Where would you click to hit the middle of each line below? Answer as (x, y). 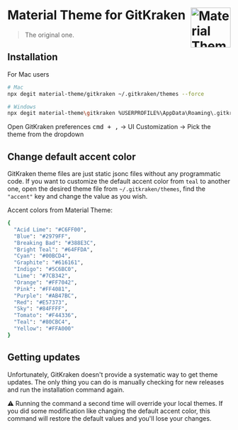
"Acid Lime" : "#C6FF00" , (50, 230)
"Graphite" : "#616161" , (49, 263)
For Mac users (28, 74)
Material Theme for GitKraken (97, 15)
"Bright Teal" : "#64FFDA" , (53, 249)
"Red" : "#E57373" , (41, 302)
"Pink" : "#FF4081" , (42, 289)
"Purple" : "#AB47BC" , (46, 296)
